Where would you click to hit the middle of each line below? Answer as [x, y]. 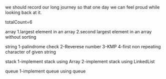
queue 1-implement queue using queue [45, 71]
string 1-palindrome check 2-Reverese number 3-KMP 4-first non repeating [83, 46]
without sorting [21, 37]
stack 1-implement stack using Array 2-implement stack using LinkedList [80, 61]
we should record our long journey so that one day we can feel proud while [82, 7]
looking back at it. [23, 12]
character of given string [31, 52]
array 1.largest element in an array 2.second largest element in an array [78, 32]
